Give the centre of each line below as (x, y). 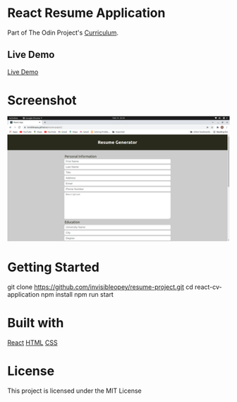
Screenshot (42, 100)
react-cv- (208, 287)
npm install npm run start (78, 295)
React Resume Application (86, 13)
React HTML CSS (32, 343)
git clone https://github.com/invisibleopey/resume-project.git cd (101, 287)
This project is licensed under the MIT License (75, 391)
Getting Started (54, 267)
